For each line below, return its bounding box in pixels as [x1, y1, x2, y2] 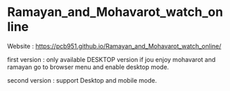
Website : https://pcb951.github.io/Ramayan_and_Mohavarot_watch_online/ [7, 42, 222, 50]
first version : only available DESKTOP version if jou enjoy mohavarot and [7, 55, 216, 63]
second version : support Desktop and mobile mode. [7, 76, 157, 84]
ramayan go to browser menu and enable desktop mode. [7, 63, 170, 71]
